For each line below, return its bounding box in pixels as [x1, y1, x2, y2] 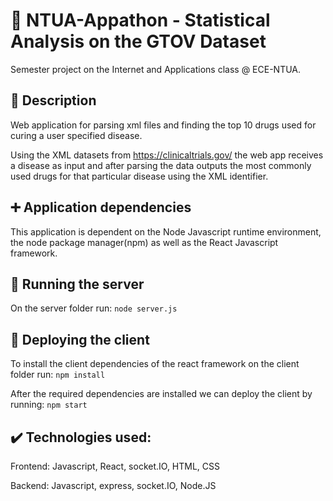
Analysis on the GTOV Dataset [10, 30, 267, 53]
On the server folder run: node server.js [10, 302, 178, 314]
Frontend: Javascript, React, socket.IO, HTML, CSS [10, 460, 221, 472]
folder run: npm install [10, 369, 106, 381]
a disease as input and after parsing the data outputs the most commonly [10, 159, 312, 171]
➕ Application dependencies [10, 199, 192, 216]
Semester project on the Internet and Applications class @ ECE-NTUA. [10, 63, 302, 75]
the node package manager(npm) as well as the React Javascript [10, 236, 279, 248]
